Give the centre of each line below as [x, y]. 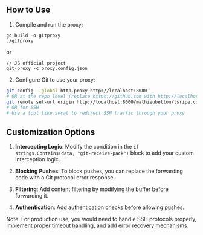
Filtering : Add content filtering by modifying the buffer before [92, 189]
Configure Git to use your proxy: [55, 79]
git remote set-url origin [40, 102]
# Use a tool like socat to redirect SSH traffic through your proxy [96, 113]
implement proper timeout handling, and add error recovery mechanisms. [98, 225]
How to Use [28, 10]
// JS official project [36, 63]
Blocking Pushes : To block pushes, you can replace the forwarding [99, 171]
